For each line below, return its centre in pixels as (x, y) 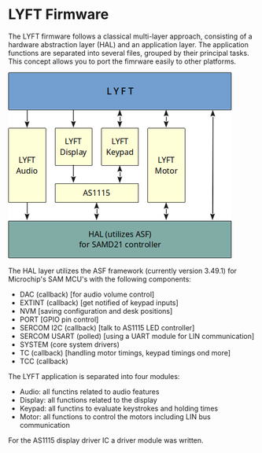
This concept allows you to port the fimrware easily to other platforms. (122, 61)
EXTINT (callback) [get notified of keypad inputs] (99, 302)
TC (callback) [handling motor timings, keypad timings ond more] (125, 352)
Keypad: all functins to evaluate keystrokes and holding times (119, 408)
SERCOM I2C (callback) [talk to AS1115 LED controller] (107, 327)
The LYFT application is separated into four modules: (94, 376)
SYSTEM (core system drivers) (70, 344)
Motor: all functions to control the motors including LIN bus (115, 416)
